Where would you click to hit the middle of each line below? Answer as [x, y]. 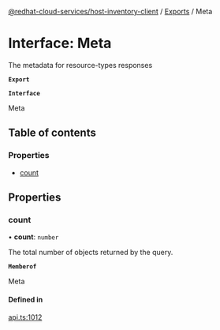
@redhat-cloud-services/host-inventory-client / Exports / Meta [110, 11]
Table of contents [52, 133]
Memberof [22, 267]
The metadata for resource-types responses [80, 65]
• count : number [34, 237]
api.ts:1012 [25, 317]
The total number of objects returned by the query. [91, 253]
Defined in [26, 299]
